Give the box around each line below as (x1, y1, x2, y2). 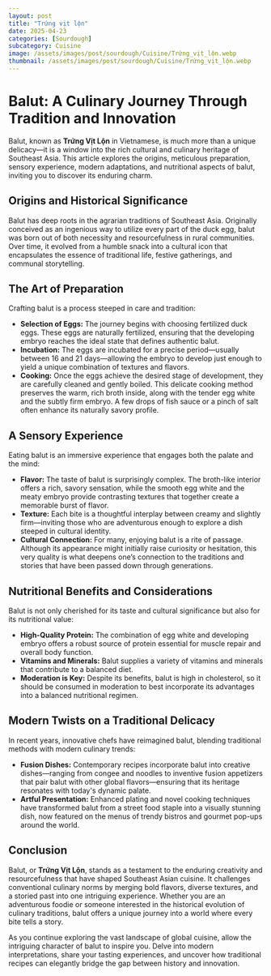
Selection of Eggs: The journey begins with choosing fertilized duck (19, 319, 248, 329)
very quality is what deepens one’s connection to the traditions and (19, 552, 244, 562)
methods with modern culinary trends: (8, 743, 136, 754)
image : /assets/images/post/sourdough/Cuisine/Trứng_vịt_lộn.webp (8, 49, 237, 58)
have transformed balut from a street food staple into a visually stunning (19, 803, 261, 812)
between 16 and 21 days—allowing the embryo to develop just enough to (19, 353, 263, 363)
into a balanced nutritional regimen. (19, 691, 139, 700)
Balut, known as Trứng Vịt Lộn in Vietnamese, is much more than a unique (8, 135, 256, 146)
